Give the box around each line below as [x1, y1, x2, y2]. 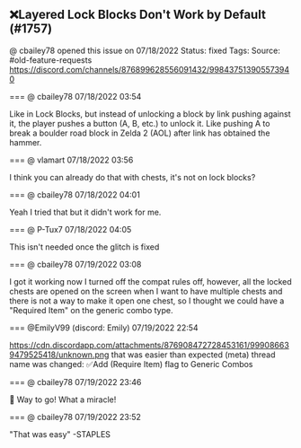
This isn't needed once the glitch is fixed [9, 242, 160, 252]
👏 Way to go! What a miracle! [9, 394, 117, 405]
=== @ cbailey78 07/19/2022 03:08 [9, 259, 142, 269]
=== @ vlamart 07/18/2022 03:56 [9, 154, 134, 165]
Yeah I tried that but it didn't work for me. [9, 206, 162, 217]
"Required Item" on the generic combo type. [9, 304, 173, 315]
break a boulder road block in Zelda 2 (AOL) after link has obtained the [9, 127, 270, 138]
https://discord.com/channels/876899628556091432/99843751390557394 [9, 64, 290, 75]
